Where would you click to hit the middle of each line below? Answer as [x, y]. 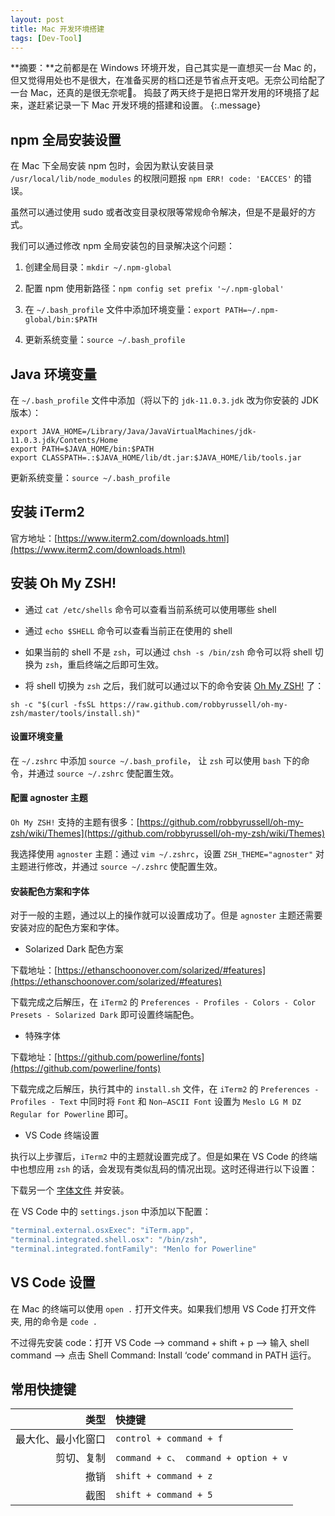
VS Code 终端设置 [62, 1135]
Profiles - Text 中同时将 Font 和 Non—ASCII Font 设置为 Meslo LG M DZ [156, 1102]
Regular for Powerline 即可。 [72, 1114]
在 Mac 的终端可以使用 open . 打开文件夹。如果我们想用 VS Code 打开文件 [163, 1308]
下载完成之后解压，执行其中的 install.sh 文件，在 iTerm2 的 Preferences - [165, 1089]
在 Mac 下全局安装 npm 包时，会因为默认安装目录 [112, 166]
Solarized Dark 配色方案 [74, 949]
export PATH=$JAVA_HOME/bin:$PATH [82, 449]
